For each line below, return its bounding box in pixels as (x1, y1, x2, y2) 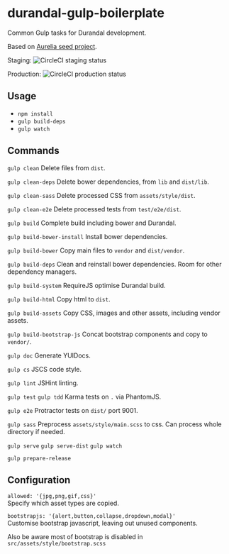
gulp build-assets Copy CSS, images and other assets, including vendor (7, 309, 221, 317)
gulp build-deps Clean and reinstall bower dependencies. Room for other (7, 260, 222, 268)
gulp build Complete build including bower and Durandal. (7, 218, 177, 227)
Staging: (7, 55, 32, 65)
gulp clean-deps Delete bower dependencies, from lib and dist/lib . (7, 177, 209, 186)
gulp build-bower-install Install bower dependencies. (7, 232, 168, 240)
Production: (7, 70, 41, 78)
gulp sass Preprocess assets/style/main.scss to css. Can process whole (7, 420, 222, 428)
